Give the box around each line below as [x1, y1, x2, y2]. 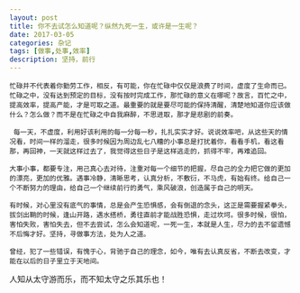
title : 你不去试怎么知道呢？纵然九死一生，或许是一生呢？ [9, 22, 199, 31]
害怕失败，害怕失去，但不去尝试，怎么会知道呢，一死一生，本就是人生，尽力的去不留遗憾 [9, 220, 291, 229]
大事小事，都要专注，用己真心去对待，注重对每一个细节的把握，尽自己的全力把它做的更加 [9, 164, 291, 173]
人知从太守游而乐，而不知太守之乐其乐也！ [9, 274, 168, 284]
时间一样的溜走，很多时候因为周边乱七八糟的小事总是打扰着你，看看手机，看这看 [29, 137, 285, 146]
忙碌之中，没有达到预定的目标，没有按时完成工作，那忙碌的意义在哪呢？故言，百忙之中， [9, 91, 291, 100]
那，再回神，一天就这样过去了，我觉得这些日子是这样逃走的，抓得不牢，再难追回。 [9, 147, 271, 156]
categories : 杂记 [9, 38, 72, 48]
